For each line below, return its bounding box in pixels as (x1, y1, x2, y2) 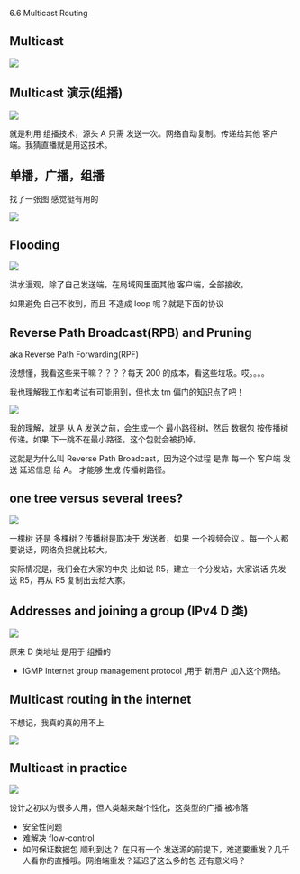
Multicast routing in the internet (9, 692, 192, 707)
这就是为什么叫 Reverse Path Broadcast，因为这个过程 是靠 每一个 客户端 (9, 453, 281, 464)
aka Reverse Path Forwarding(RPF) (9, 349, 140, 360)
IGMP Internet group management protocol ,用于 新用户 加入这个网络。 (22, 665, 286, 676)
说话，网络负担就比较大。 (16, 544, 113, 555)
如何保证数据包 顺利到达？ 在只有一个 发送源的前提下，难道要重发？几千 (22, 844, 290, 855)
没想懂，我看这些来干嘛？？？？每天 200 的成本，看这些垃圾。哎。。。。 (9, 368, 270, 378)
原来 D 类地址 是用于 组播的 (9, 646, 111, 657)
